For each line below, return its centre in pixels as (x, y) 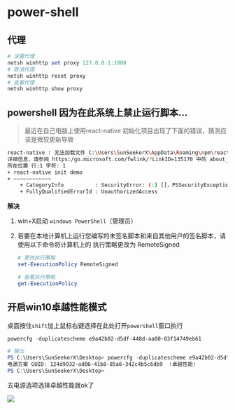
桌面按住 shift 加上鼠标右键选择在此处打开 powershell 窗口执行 (95, 325)
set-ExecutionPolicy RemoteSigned (67, 265)
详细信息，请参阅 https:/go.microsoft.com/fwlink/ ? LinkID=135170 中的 (107, 159)
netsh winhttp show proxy (45, 89)
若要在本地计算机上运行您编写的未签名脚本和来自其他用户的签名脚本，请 (121, 236)
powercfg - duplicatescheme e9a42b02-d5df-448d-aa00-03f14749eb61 (104, 339)
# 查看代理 (21, 82)
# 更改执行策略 (36, 258)
